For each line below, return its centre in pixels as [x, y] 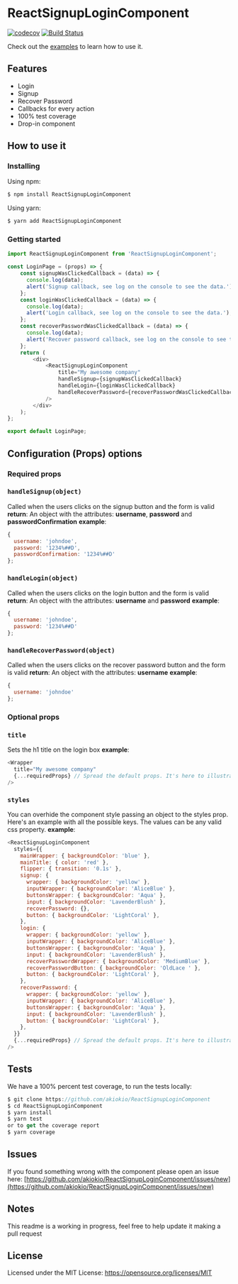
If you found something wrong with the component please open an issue [113, 1171]
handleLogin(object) [43, 578]
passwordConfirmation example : [57, 521]
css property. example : [41, 829]
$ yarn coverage [31, 1132]
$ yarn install [30, 1112]
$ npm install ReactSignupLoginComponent [69, 194]
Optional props [34, 717]
